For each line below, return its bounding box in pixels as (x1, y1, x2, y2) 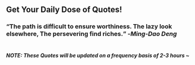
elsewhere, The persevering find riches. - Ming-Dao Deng (6, 30, 177, 38)
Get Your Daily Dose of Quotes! (6, 5, 123, 15)
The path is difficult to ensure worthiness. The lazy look (9, 22, 173, 31)
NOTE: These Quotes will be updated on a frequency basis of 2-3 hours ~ (6, 51, 190, 58)
